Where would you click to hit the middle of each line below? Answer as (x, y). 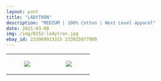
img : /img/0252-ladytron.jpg (42, 34)
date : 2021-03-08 (28, 28)
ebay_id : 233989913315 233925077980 (52, 39)
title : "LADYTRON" (29, 17)
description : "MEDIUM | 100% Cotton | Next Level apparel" (81, 23)
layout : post (22, 12)
